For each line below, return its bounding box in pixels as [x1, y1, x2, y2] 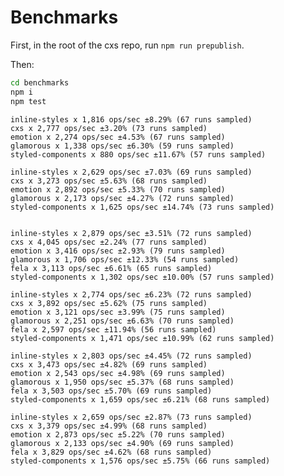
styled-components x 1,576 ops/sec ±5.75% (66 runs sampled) [10, 456, 271, 466]
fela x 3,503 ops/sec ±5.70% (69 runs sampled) [10, 386, 213, 396]
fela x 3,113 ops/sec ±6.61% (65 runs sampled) [10, 263, 213, 273]
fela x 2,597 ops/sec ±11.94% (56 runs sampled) [10, 324, 217, 335]
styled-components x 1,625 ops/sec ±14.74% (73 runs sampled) [10, 202, 275, 212]
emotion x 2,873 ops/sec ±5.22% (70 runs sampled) [10, 429, 226, 440]
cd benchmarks [10, 77, 70, 88]
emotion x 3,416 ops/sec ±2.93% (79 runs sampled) [10, 246, 226, 256]
